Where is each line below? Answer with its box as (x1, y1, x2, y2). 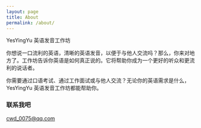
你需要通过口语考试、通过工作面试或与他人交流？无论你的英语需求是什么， (6, 77, 190, 84)
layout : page (6, 8, 39, 15)
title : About (6, 14, 39, 20)
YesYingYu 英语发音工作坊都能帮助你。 (6, 85, 102, 92)
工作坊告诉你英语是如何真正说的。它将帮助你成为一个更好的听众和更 (22, 57, 190, 64)
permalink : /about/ (6, 20, 55, 26)
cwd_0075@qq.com (6, 114, 56, 122)
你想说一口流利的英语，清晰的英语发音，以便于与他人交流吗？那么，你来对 (6, 49, 190, 57)
